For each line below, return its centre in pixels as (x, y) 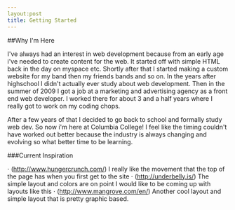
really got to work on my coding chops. (64, 106)
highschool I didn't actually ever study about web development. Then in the (116, 83)
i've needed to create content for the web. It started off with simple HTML (114, 61)
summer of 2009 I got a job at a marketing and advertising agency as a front (117, 91)
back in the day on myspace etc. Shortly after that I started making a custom (118, 69)
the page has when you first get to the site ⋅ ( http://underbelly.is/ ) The (108, 176)
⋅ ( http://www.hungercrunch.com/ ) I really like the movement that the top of (116, 169)
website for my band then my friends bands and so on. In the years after (112, 76)
